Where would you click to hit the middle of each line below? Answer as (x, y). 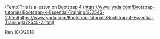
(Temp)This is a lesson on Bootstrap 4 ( (45, 7)
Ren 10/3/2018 (20, 32)
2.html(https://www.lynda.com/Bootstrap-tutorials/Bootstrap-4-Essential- (79, 17)
